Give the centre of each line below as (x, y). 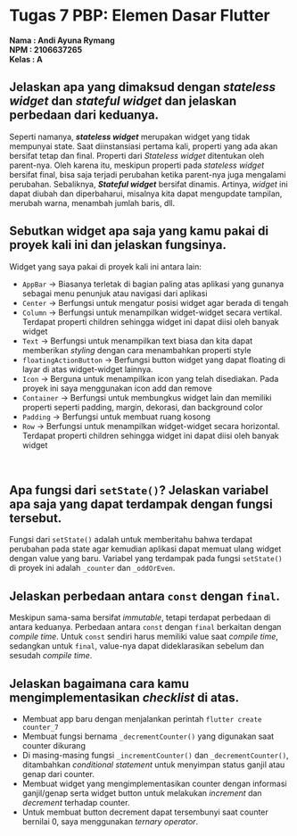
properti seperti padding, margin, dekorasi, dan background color (142, 407)
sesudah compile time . (51, 656)
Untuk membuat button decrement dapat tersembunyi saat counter (145, 812)
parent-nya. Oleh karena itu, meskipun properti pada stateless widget (137, 165)
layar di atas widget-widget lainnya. (87, 369)
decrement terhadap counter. (76, 803)
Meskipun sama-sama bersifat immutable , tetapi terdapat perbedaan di (140, 617)
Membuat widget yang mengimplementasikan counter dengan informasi (154, 783)
